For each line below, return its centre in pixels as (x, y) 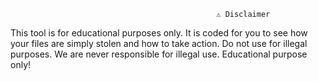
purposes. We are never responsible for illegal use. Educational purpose (159, 54)
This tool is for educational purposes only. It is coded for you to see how (159, 33)
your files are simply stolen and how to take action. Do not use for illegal (159, 43)
